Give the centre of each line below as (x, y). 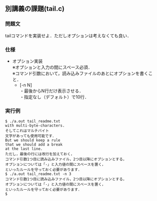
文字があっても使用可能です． (31, 136)
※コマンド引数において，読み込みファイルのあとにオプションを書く (80, 73)
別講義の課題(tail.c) (35, 9)
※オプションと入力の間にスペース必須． (52, 67)
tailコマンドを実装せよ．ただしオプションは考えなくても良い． (68, 35)
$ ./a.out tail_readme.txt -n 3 (38, 174)
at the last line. (24, 149)
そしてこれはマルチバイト (27, 131)
